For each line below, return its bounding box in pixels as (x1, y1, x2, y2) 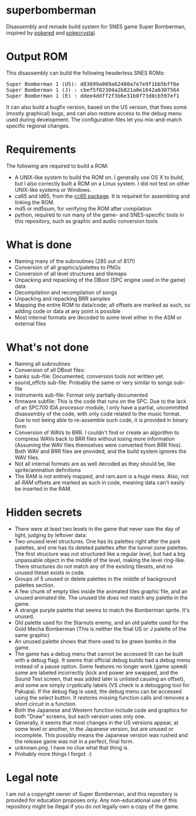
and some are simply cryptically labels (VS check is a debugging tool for (14, 681, 190, 688)
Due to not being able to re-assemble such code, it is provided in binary (14, 416, 188, 424)
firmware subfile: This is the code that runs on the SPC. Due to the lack (14, 398, 187, 405)
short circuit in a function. (14, 700, 77, 707)
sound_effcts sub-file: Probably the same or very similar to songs (14, 379, 173, 386)
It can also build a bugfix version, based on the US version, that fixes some (6, 104, 187, 111)
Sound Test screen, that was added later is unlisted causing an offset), (14, 675, 185, 682)
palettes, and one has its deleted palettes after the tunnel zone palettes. (14, 544, 188, 551)
